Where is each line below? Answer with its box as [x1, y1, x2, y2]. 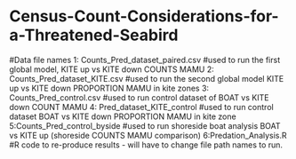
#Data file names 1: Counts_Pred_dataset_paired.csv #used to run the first [9, 54, 281, 65]
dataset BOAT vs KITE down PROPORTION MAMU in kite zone [9, 111, 237, 122]
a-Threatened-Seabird [9, 25, 179, 45]
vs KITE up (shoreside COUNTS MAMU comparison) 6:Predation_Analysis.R [9, 130, 287, 140]
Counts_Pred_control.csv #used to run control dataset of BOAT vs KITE [9, 91, 269, 103]
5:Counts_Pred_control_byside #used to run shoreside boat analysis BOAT [9, 120, 282, 131]
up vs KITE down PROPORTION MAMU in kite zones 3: [9, 83, 210, 93]
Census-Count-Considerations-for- [9, 6, 279, 27]
